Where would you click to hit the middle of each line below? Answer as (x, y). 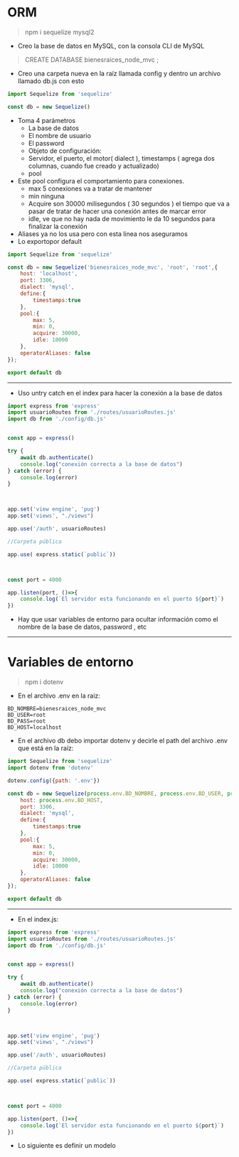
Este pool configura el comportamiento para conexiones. (101, 181)
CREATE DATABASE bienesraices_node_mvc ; (92, 59)
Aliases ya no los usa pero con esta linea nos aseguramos (103, 234)
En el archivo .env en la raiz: (59, 696)
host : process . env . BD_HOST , (62, 800)
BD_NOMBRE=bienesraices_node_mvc (57, 709)
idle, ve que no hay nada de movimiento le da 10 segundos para (122, 218)
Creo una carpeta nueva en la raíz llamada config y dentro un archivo (119, 73)
